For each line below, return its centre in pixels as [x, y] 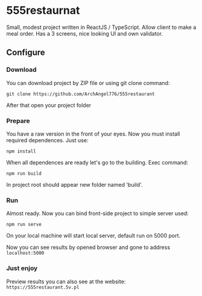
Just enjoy [22, 268]
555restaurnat [43, 11]
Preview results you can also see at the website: [66, 282]
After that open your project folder [49, 105]
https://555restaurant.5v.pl [43, 287]
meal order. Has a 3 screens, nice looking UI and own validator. [85, 33]
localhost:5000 [25, 253]
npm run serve [24, 225]
